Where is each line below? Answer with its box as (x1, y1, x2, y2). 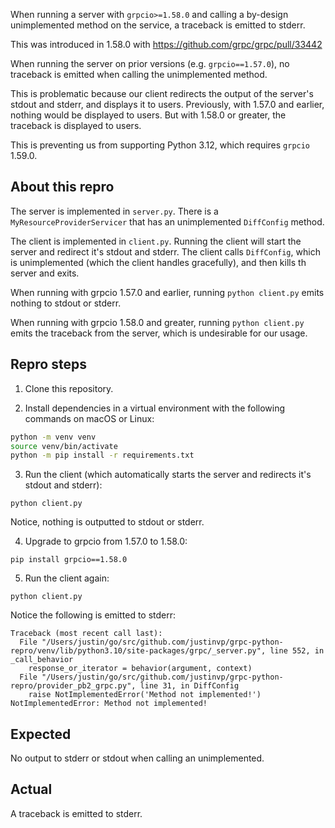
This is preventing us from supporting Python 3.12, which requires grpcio (10, 139, 311, 151)
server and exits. (10, 267, 80, 279)
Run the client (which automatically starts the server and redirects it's (24, 469, 312, 481)
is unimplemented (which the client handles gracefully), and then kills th (10, 256, 307, 268)
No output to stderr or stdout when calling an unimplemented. (10, 752, 265, 764)
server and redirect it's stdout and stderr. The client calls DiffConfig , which (10, 245, 321, 258)
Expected (10, 725, 72, 743)
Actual (10, 781, 53, 798)
